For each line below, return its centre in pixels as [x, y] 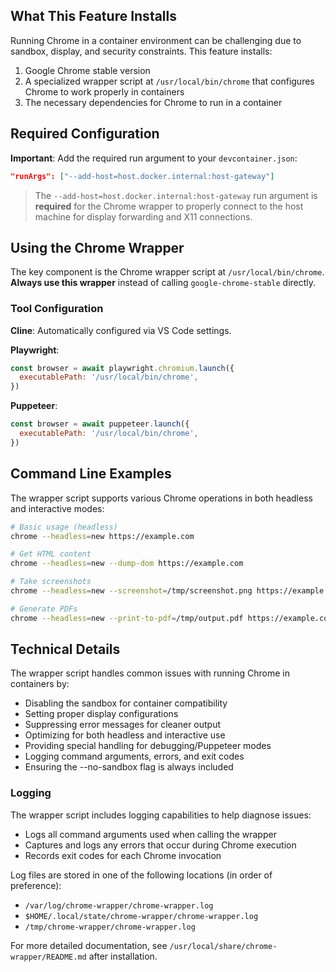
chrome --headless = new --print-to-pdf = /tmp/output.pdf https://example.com [171, 618]
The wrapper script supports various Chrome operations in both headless [161, 498]
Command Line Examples [91, 474]
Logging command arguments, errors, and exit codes [134, 756]
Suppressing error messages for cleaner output [123, 725]
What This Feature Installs [94, 16]
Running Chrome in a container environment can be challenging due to [156, 40]
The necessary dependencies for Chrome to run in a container [153, 102]
